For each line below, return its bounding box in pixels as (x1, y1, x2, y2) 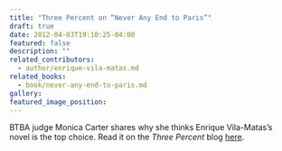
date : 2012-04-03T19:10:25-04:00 (9, 30, 136, 39)
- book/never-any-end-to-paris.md (17, 80, 147, 90)
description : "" (9, 47, 70, 56)
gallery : (9, 89, 42, 98)
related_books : (9, 72, 67, 81)
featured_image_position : (9, 97, 107, 107)
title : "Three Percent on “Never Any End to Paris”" (9, 13, 212, 23)
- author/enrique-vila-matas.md (17, 64, 140, 73)
